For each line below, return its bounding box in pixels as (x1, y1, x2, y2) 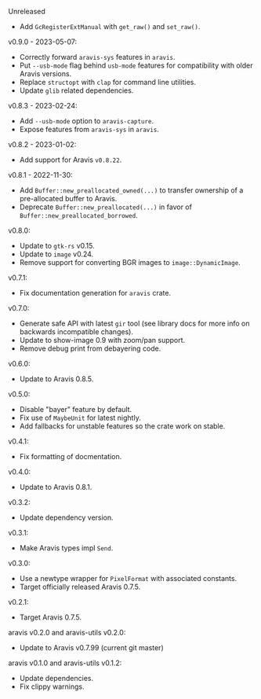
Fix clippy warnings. (19, 682, 85, 691)
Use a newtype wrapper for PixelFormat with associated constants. (19, 574, 237, 583)
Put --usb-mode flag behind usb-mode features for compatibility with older (19, 61, 253, 70)
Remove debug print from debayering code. (19, 344, 161, 353)
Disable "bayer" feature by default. (19, 405, 132, 414)
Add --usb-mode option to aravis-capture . (19, 116, 154, 125)
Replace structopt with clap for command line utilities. (19, 78, 196, 86)
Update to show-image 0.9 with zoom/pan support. (19, 336, 186, 344)
